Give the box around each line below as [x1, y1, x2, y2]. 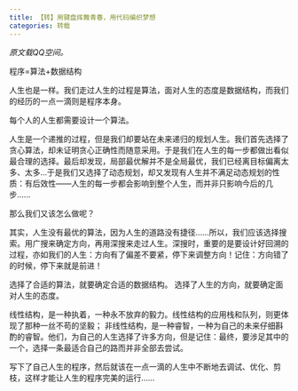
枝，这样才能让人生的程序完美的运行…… [9, 372, 155, 383]
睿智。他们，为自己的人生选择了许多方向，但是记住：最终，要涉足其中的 [24, 331, 289, 342]
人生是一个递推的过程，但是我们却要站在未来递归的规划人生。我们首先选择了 [9, 133, 289, 144]
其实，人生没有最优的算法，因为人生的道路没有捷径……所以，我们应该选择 [9, 227, 279, 237]
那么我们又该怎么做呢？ [9, 208, 95, 219]
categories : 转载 [9, 21, 71, 30]
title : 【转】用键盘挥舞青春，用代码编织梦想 [9, 12, 157, 22]
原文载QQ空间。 [9, 46, 68, 58]
